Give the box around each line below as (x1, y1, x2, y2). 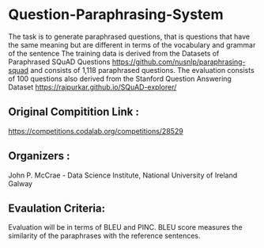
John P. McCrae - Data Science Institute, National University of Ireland (8, 170, 238, 180)
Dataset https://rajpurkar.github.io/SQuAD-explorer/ (8, 82, 177, 92)
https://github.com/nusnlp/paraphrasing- (111, 57, 247, 67)
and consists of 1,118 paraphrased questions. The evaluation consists (30, 65, 255, 74)
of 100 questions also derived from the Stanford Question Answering (8, 74, 232, 83)
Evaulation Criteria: (8, 201, 106, 215)
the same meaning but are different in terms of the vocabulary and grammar (8, 40, 256, 49)
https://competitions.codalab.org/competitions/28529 (8, 126, 183, 135)
